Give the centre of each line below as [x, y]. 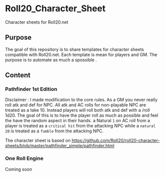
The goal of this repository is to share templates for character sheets [74, 49]
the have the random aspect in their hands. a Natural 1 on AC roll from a [78, 121]
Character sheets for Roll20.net [37, 22]
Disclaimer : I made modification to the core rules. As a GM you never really [82, 100]
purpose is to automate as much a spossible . [51, 60]
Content [18, 75]
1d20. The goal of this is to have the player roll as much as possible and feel [82, 115]
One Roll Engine [24, 158]
